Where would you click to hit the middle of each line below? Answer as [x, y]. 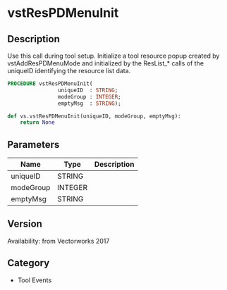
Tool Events [35, 280]
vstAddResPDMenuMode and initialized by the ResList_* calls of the [106, 63]
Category [29, 263]
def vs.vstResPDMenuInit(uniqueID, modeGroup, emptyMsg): [94, 116]
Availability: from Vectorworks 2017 [59, 241]
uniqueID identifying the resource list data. [69, 71]
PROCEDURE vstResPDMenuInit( [50, 84]
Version [25, 224]
